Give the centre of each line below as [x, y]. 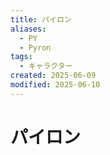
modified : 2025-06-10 [55, 85]
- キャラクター [46, 66]
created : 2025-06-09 [53, 76]
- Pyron [35, 47]
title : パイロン [41, 19]
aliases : [28, 29]
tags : [21, 57]
